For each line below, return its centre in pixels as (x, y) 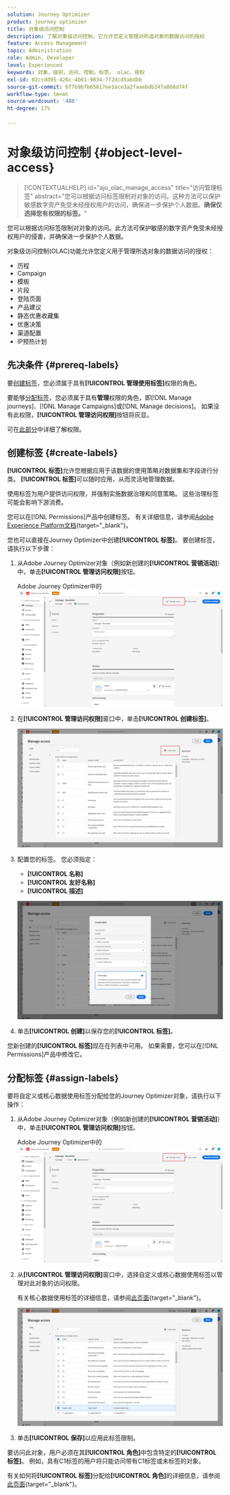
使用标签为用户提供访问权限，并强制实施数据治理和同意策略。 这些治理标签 (113, 494)
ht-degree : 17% (29, 109)
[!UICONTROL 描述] (55, 891)
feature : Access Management (47, 44)
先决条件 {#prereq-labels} (63, 365)
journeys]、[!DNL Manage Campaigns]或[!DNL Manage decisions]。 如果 (110, 406)
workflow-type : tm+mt (38, 94)
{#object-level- (138, 153)
